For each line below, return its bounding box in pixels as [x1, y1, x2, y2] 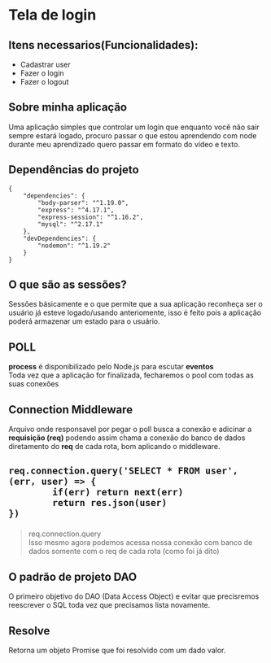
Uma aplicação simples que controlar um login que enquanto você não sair [8, 122, 260, 132]
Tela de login [8, 6, 97, 24]
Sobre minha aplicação [8, 100, 128, 115]
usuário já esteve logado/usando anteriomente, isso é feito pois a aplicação [8, 308, 262, 318]
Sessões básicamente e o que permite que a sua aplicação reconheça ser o [8, 299, 263, 309]
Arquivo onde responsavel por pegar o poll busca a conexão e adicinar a [8, 425, 252, 434]
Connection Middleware [8, 403, 133, 417]
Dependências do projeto [8, 163, 140, 177]
